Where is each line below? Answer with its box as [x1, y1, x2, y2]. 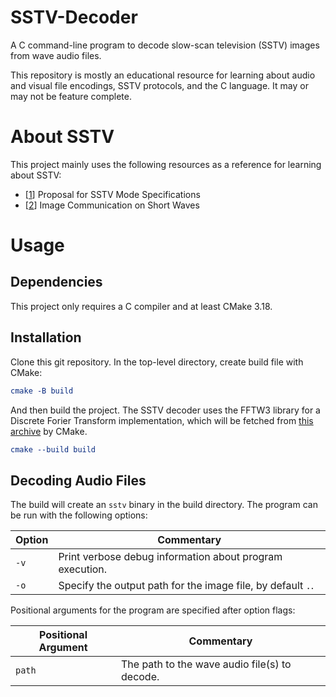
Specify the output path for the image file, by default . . [58, 579, 315, 593]
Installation [10, 329, 82, 346]
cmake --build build [10, 444, 97, 455]
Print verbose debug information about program [58, 550, 283, 564]
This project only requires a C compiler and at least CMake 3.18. [10, 300, 273, 312]
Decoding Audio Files [10, 472, 147, 489]
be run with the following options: [10, 509, 148, 521]
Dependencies [10, 274, 103, 291]
